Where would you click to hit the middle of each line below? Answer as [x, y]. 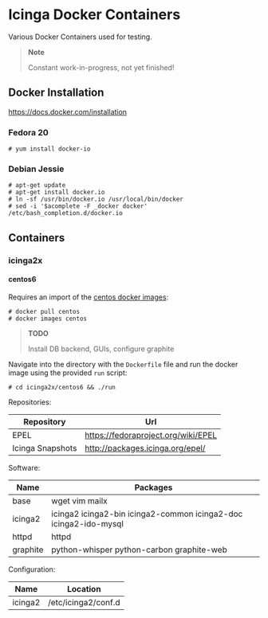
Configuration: [32, 569]
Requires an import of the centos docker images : [89, 297]
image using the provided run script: [68, 373]
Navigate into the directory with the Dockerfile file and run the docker [123, 364]
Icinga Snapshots [45, 448]
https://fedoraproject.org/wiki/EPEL [151, 435]
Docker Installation [56, 93]
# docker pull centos [44, 311]
